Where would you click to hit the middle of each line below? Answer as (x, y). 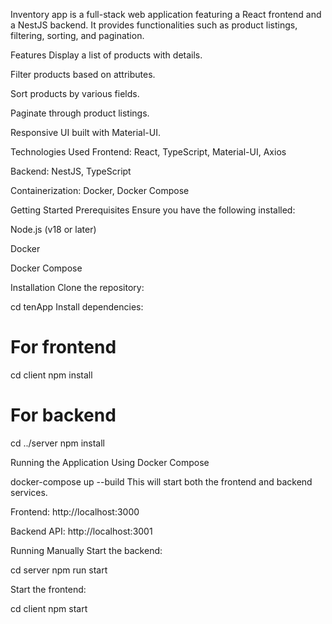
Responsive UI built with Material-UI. (85, 132)
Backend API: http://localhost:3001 (81, 531)
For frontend (63, 347)
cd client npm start (49, 608)
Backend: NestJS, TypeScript (71, 171)
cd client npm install (51, 375)
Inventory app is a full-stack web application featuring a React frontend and (166, 14)
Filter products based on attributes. (83, 74)
